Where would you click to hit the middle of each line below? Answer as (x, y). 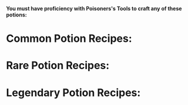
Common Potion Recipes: (69, 39)
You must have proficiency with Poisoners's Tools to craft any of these (94, 9)
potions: (17, 15)
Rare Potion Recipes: (58, 66)
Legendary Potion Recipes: (73, 92)
